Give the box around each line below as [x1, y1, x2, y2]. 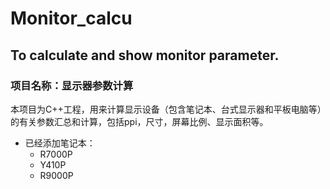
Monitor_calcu [10, 7, 133, 30]
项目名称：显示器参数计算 [10, 78, 134, 92]
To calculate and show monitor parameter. [10, 47, 280, 64]
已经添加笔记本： [24, 137, 96, 149]
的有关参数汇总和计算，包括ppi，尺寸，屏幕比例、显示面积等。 [10, 115, 269, 127]
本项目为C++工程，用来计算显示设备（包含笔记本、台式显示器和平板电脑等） [10, 103, 322, 115]
